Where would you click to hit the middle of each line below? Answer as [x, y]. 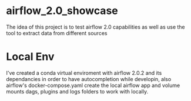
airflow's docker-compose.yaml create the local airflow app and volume [93, 85]
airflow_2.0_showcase [62, 11]
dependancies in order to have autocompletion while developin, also [89, 79]
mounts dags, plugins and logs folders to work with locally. [77, 91]
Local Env [30, 57]
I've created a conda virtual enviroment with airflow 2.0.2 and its [84, 73]
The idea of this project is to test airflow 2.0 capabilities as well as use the [95, 27]
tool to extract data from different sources [57, 33]
